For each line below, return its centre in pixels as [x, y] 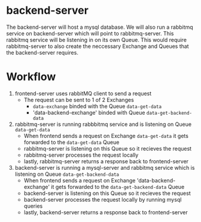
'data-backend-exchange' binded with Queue [89, 112]
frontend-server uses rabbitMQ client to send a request [83, 93]
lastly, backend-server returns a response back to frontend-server [106, 212]
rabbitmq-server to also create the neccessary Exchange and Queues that [98, 46]
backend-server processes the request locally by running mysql [103, 199]
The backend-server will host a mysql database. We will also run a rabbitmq [100, 27]
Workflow [31, 77]
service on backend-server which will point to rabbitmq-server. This [90, 33]
